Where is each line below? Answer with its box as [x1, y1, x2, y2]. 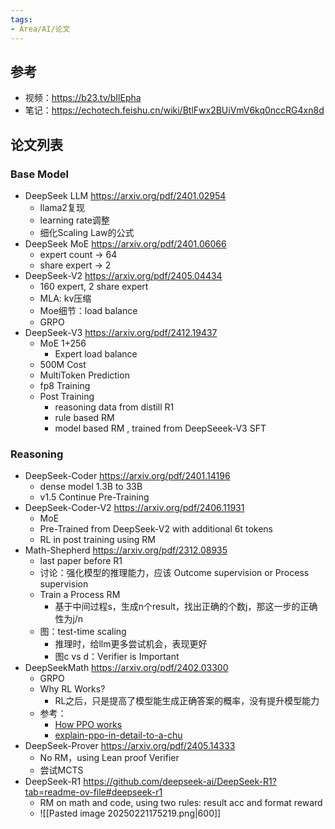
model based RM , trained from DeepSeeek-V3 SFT [54, 422, 267, 434]
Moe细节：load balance [39, 305, 138, 316]
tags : [10, 14, 33, 25]
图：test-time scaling [39, 626, 127, 638]
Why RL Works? [39, 683, 106, 695]
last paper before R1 [39, 555, 123, 567]
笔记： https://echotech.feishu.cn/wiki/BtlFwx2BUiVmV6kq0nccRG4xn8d [24, 104, 325, 116]
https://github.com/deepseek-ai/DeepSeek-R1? [83, 776, 277, 788]
